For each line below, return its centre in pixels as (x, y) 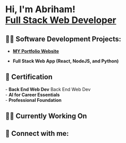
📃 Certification (29, 77)
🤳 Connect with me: (37, 133)
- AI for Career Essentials (33, 95)
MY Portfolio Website (36, 51)
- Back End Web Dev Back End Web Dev (48, 89)
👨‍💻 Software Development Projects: (63, 39)
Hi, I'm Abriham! (40, 9)
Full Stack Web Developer (61, 20)
